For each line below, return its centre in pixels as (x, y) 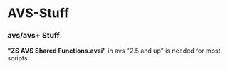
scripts (17, 58)
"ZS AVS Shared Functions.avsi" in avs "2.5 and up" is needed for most (114, 51)
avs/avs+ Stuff (33, 36)
